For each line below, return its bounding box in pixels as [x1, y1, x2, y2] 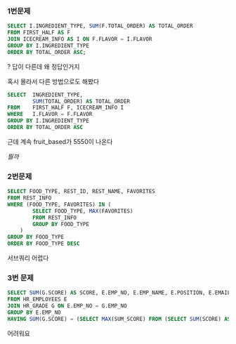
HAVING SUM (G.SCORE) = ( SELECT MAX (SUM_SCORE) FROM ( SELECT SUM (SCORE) [7, 315, 221, 322]
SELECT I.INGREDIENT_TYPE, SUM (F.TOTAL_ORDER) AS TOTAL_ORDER [7, 22, 193, 29]
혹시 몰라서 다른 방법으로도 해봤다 [7, 77, 100, 86]
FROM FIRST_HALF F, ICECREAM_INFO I [7, 104, 124, 112]
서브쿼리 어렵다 [7, 254, 49, 263]
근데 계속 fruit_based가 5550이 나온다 [7, 137, 113, 145]
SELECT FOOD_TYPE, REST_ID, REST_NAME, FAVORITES [7, 188, 156, 195]
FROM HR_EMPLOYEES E [7, 296, 68, 303]
